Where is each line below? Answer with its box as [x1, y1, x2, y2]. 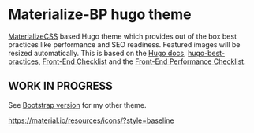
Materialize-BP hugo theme [8, 6, 192, 24]
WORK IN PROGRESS [8, 79, 113, 93]
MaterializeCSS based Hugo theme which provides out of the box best [8, 31, 237, 41]
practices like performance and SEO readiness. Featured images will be [8, 39, 241, 49]
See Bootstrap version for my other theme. [8, 100, 148, 109]
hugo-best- [188, 48, 226, 57]
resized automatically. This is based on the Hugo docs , [8, 48, 187, 57]
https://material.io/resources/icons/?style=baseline [8, 116, 175, 125]
